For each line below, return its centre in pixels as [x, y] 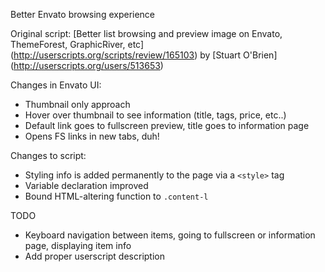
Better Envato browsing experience [83, 14]
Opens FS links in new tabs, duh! [92, 136]
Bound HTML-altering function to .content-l [116, 196]
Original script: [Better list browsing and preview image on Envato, [146, 33]
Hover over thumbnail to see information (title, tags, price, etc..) [155, 115]
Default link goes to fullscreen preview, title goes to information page [167, 125]
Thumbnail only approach [77, 104]
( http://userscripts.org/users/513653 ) [87, 65]
